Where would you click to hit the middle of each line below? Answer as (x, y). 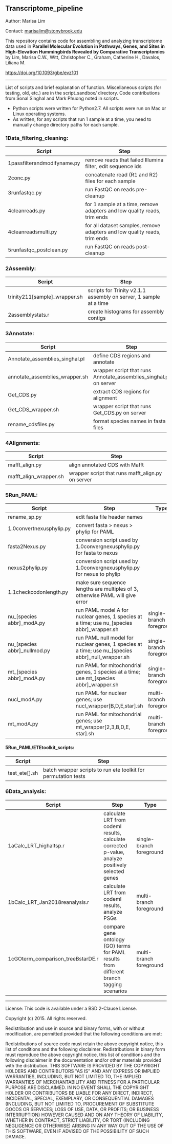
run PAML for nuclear (101, 693)
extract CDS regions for (121, 391)
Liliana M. (15, 62)
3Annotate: (20, 334)
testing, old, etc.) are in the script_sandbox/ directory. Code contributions (83, 93)
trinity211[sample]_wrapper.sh (45, 297)
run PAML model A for (102, 610)
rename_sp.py (25, 517)
